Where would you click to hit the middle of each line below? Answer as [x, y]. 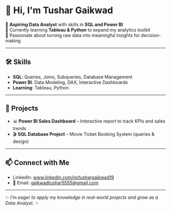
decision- [151, 35]
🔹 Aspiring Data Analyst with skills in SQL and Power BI [64, 24]
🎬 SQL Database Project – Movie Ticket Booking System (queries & [83, 134]
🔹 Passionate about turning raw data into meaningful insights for [73, 35]
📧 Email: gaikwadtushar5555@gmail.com [55, 183]
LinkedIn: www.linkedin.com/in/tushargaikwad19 [63, 177]
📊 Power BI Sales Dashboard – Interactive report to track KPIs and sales [89, 121]
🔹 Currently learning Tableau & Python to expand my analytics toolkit [78, 29]
